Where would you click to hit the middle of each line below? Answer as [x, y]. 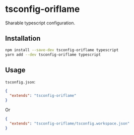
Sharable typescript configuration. [40, 23]
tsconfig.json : [20, 82]
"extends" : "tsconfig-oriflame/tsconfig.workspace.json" [70, 123]
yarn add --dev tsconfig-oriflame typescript [53, 55]
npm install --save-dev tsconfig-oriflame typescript [62, 50]
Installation [23, 38]
